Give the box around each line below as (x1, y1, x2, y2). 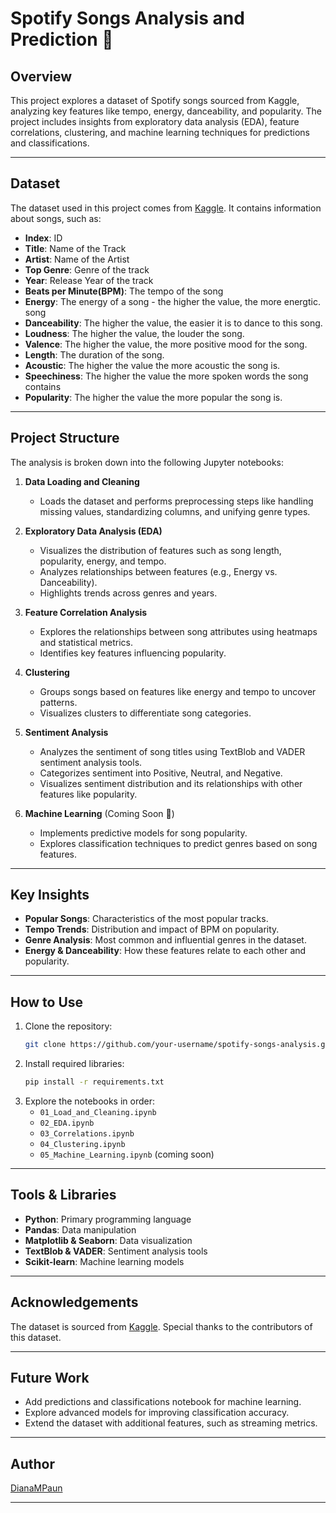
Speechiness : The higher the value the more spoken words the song (24, 370, 309, 382)
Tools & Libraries (10, 1187, 117, 1204)
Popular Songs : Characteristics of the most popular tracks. (24, 913, 269, 925)
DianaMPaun (10, 1482, 63, 1494)
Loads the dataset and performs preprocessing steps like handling (39, 495, 314, 507)
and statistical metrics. (39, 636, 134, 648)
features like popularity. (39, 788, 138, 800)
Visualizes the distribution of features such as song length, (39, 544, 282, 556)
